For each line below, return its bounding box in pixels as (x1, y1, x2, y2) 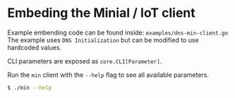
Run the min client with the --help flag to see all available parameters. (7, 71, 210, 79)
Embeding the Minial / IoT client (7, 5, 195, 21)
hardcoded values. (7, 43, 62, 51)
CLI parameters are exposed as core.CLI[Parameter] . (7, 56, 162, 65)
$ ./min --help (7, 84, 52, 91)
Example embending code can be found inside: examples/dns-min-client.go (7, 28, 228, 37)
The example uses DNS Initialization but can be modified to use (7, 35, 199, 44)
